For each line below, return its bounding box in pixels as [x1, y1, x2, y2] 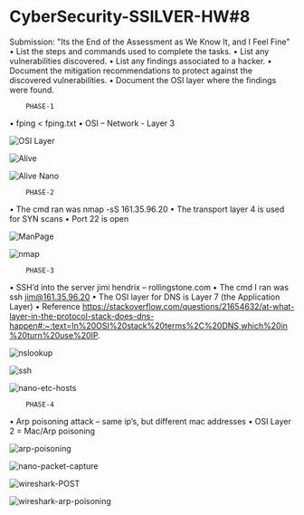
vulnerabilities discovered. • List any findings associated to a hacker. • [9, 55, 272, 66]
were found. [9, 84, 54, 95]
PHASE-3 [25, 265, 54, 275]
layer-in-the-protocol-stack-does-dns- [9, 310, 155, 321]
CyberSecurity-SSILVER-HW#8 [9, 6, 251, 27]
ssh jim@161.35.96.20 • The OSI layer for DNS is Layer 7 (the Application [9, 291, 280, 302]
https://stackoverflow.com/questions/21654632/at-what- [81, 300, 295, 311]
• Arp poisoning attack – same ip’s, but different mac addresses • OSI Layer [9, 415, 291, 426]
